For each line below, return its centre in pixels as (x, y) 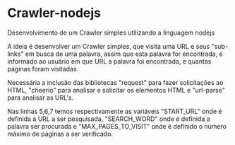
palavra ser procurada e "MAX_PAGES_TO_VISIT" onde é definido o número (117, 126)
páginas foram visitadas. (43, 69)
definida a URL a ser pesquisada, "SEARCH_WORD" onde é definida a (109, 119)
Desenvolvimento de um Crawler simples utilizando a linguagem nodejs (111, 33)
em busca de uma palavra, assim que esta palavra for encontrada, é (124, 54)
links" (16, 54)
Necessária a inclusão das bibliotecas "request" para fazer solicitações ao (115, 82)
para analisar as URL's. (41, 98)
